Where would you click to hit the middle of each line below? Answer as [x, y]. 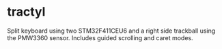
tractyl [26, 12]
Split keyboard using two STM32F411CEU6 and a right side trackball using [111, 31]
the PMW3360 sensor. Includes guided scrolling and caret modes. [100, 37]
